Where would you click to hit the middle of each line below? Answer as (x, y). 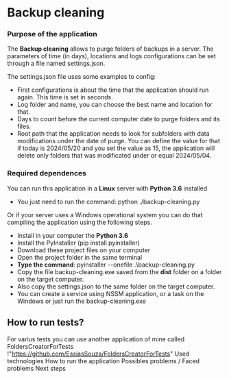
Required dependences (47, 173)
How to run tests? (46, 322)
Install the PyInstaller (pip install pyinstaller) (79, 243)
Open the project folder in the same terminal (80, 257)
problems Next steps (37, 368)
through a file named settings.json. (56, 64)
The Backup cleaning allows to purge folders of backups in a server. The (110, 49)
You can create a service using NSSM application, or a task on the (110, 293)
